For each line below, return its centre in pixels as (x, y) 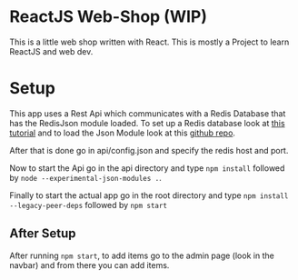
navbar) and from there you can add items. (89, 265)
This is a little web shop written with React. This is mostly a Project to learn (149, 42)
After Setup (43, 234)
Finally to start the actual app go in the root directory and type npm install (149, 195)
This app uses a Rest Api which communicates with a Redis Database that (148, 113)
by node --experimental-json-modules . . (85, 177)
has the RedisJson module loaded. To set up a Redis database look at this (147, 123)
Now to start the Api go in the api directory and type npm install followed (147, 168)
